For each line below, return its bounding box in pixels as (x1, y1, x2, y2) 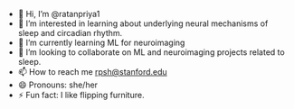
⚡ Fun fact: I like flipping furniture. (17, 90, 145, 100)
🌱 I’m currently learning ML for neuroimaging (17, 37, 185, 48)
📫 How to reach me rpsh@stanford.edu (17, 67, 167, 77)
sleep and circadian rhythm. (17, 28, 123, 38)
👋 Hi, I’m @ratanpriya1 (17, 9, 100, 19)
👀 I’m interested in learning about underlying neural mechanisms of (17, 18, 269, 29)
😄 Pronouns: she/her (17, 79, 98, 90)
